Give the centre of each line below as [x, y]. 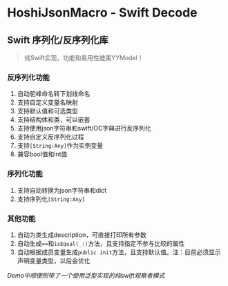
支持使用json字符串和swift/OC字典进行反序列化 [84, 128]
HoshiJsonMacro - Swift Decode [103, 13]
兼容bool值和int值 [42, 154]
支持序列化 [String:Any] [51, 199]
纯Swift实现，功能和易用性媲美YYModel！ [84, 58]
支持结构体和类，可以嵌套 [54, 120]
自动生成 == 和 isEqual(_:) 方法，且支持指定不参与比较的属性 [101, 243]
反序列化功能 [29, 77]
